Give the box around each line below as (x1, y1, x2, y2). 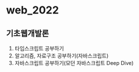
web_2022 (6, 4, 59, 17)
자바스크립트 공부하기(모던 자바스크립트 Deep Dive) (14, 60, 134, 66)
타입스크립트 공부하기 (14, 45, 64, 52)
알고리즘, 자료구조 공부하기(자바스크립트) (14, 52, 109, 59)
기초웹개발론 (6, 28, 49, 38)
